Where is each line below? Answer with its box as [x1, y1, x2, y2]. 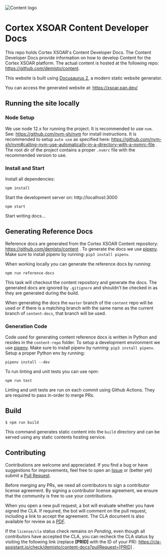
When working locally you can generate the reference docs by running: [5, 260, 152, 267]
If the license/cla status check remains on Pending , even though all [5, 528, 146, 534]
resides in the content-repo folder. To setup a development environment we [5, 339, 161, 345]
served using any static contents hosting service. [5, 434, 106, 440]
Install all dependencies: [5, 175, 55, 182]
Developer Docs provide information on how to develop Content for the [5, 54, 151, 60]
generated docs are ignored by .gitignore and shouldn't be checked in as [5, 284, 158, 290]
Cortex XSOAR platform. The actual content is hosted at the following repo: [5, 60, 159, 66]
